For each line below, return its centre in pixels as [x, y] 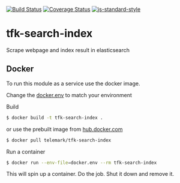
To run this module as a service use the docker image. [73, 83]
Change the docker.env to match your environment [69, 95]
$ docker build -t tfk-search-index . [55, 118]
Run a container [26, 151]
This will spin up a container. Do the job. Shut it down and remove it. [90, 174]
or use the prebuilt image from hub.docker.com [64, 129]
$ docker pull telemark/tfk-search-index [59, 140]
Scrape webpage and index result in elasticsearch [68, 50]
